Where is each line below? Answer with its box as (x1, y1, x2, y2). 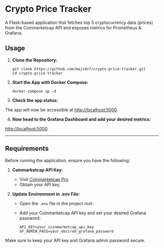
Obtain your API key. (19, 182, 61, 187)
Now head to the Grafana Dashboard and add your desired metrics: (12, 116, 151, 122)
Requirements (5, 145, 49, 153)
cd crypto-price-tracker (12, 71, 63, 76)
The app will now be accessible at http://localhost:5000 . (5, 106, 118, 113)
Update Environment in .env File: (12, 191, 80, 197)
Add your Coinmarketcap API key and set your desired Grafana (19, 210, 146, 216)
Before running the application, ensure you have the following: (5, 157, 130, 163)
